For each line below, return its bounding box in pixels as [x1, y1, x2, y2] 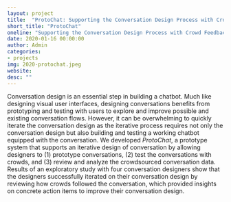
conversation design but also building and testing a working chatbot [7, 129, 199, 137]
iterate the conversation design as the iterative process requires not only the [7, 121, 223, 130]
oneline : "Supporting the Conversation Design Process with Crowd [7, 29, 201, 36]
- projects [7, 55, 38, 62]
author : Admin [7, 42, 48, 49]
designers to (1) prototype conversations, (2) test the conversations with [7, 151, 212, 159]
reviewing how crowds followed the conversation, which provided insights [7, 179, 217, 188]
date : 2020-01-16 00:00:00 [7, 36, 85, 42]
